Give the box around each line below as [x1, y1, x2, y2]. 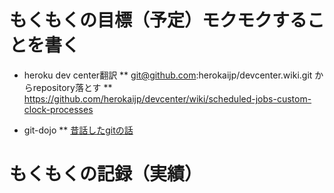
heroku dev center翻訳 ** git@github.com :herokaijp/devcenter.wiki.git [23, 69, 313, 81]
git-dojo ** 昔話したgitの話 [23, 124, 134, 136]
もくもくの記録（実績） [9, 163, 203, 186]
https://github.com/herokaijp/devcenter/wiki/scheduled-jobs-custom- [23, 92, 312, 105]
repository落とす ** [32, 81, 113, 93]
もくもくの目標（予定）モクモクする [9, 9, 308, 32]
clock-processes [23, 103, 94, 115]
